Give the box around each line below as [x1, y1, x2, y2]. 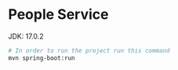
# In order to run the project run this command [8, 46, 170, 54]
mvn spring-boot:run [8, 53, 76, 62]
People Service [8, 6, 109, 24]
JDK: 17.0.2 [8, 31, 45, 41]
